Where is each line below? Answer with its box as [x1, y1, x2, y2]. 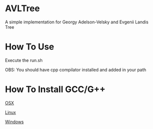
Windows [5, 119, 24, 125]
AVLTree [5, 3, 40, 14]
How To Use [5, 41, 54, 53]
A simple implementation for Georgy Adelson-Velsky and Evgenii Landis [5, 19, 149, 25]
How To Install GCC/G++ [5, 84, 106, 95]
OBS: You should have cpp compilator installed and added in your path [5, 67, 147, 73]
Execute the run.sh [5, 57, 43, 63]
